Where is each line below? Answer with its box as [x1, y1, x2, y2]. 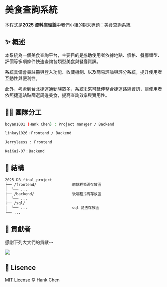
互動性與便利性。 [5, 75, 40, 81]
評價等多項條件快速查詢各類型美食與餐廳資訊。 [5, 58, 101, 64]
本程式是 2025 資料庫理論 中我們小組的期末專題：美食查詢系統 [5, 22, 131, 28]
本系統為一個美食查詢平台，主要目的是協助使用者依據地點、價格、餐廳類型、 [5, 52, 162, 58]
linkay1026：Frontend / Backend [5, 131, 72, 136]
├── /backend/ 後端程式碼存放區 [5, 191, 102, 196]
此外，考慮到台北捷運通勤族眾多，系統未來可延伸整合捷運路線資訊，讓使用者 [5, 86, 162, 92]
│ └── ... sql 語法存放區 [5, 205, 99, 210]
